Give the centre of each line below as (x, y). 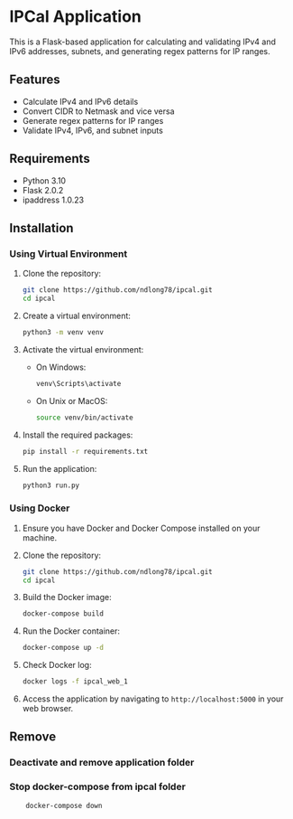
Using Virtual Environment (69, 253)
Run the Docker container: (71, 631)
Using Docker (40, 508)
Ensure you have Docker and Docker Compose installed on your (141, 528)
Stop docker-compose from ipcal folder (98, 786)
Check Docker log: (57, 665)
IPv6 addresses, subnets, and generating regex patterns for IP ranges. (140, 51)
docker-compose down (64, 805)
